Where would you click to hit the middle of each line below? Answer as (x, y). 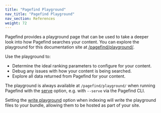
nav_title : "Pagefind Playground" (40, 14)
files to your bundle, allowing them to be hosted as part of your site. (73, 105)
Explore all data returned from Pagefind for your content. (69, 76)
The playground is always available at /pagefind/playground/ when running (80, 86)
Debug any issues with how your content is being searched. (72, 71)
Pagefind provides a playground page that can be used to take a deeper (77, 37)
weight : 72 (16, 23)
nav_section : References (30, 18)
